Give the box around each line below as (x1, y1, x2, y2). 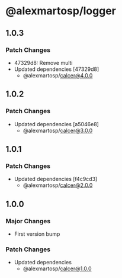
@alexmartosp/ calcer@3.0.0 (23, 127, 93, 134)
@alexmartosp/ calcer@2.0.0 (23, 182, 93, 189)
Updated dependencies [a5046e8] (14, 120, 99, 127)
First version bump (14, 230, 60, 238)
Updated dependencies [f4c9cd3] (14, 176, 98, 183)
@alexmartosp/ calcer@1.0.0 (23, 265, 92, 272)
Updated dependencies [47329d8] (14, 65, 99, 73)
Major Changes (5, 217, 51, 225)
